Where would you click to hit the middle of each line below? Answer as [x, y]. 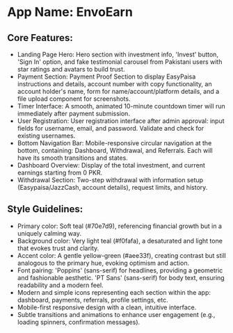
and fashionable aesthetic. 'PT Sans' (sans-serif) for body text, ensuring [121, 277]
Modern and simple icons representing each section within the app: [114, 292]
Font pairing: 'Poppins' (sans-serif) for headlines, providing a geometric [120, 270]
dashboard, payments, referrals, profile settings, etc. [93, 300]
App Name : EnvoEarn [70, 12]
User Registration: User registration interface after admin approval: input [121, 121]
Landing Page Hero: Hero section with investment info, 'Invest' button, [118, 54]
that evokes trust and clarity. [58, 248]
